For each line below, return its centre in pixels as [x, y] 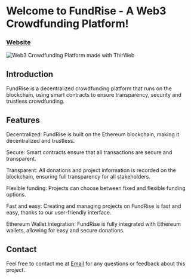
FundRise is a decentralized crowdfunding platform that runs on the [89, 88]
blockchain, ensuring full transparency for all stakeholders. [78, 177]
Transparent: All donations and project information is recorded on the [91, 170]
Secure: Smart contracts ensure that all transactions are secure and [89, 152]
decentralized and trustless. [40, 141]
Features [23, 120]
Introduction [30, 74]
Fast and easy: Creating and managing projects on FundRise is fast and [94, 206]
